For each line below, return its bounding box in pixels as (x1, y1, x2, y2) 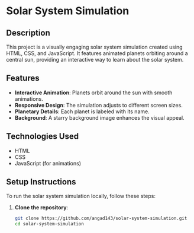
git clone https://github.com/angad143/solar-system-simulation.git (14, 215, 187, 222)
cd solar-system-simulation (14, 221, 84, 227)
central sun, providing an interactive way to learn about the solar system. (6, 56, 184, 63)
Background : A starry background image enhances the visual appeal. (14, 114, 185, 121)
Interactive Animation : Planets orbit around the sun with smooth (14, 89, 173, 96)
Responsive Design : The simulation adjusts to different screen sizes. (14, 101, 183, 108)
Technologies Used (6, 132, 79, 142)
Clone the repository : (14, 204, 69, 211)
